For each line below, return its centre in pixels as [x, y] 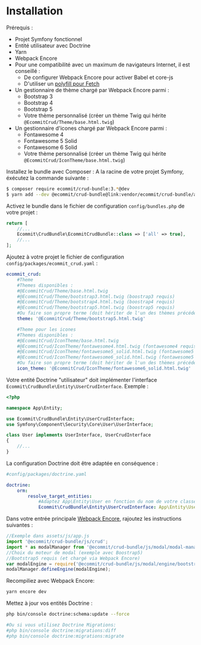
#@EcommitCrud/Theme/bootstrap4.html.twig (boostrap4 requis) [96, 302]
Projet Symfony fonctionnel [48, 39]
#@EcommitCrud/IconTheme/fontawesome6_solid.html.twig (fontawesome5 [106, 357]
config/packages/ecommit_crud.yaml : [52, 263]
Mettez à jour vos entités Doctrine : [49, 603]
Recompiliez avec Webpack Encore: [50, 581]
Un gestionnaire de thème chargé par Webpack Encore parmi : [92, 90]
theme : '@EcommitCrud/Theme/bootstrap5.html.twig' [81, 319]
